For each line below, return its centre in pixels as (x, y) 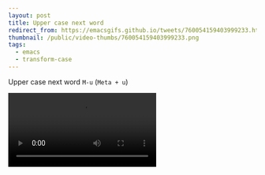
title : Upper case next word (56, 23)
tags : (17, 45)
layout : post (30, 15)
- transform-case (44, 60)
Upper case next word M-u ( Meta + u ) (68, 82)
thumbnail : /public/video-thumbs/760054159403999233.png (104, 37)
